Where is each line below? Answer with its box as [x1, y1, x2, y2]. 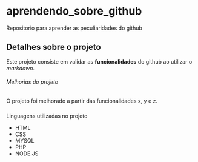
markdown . [6, 64, 35, 72]
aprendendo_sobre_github [6, 4, 142, 18]
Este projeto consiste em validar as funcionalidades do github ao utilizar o [6, 58, 193, 65]
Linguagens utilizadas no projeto [6, 112, 88, 120]
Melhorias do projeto [6, 78, 59, 86]
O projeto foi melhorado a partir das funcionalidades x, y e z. [6, 97, 157, 104]
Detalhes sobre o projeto [6, 42, 101, 52]
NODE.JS [15, 150, 39, 157]
